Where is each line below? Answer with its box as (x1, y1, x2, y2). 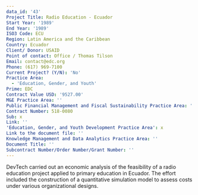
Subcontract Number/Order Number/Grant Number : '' (6, 147, 134, 153)
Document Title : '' (6, 141, 55, 147)
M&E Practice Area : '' (6, 97, 62, 103)
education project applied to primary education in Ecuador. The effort (6, 169, 177, 177)
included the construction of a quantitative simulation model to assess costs (6, 176, 193, 183)
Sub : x (6, 114, 23, 119)
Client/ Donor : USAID (6, 48, 60, 54)
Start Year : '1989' (6, 20, 55, 26)
